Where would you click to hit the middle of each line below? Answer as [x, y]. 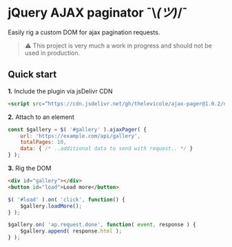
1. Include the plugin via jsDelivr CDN [60, 91]
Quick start [32, 75]
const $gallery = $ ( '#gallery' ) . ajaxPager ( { [77, 129]
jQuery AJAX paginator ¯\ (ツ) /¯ [98, 13]
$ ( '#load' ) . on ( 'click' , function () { [67, 200]
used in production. [52, 53]
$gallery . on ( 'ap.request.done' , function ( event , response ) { [102, 225]
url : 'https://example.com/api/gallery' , [80, 136]
